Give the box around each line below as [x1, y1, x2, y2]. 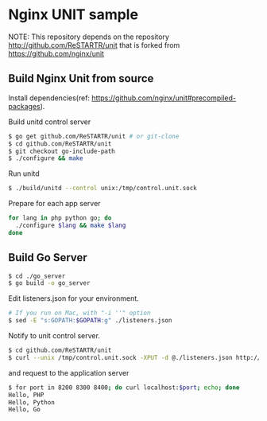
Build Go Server [8, 251, 87, 264]
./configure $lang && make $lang [15, 221, 126, 229]
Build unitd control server [8, 117, 91, 127]
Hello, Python [8, 398, 56, 407]
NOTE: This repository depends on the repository [8, 32, 169, 41]
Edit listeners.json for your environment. [8, 294, 139, 303]
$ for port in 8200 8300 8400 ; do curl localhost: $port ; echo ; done [8, 384, 240, 392]
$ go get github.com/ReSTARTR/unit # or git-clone [8, 132, 180, 140]
